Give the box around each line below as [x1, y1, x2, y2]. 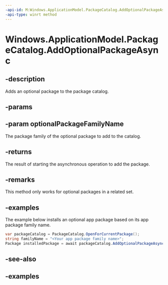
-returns [5, 148, 32, 156]
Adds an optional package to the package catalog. [5, 88, 109, 94]
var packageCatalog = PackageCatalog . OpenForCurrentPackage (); [5, 232, 140, 237]
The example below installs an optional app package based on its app [5, 217, 149, 223]
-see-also [5, 255, 36, 263]
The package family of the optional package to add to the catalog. [5, 133, 141, 139]
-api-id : [5, 7, 23, 13]
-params [5, 102, 32, 111]
